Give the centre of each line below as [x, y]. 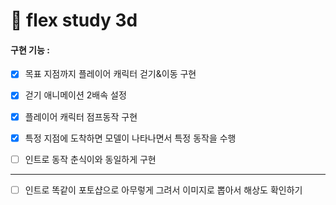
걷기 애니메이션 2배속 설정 [75, 95]
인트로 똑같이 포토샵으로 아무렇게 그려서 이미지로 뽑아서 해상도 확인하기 [163, 190]
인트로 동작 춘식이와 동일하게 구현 [90, 159]
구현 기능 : [30, 50]
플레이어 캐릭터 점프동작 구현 [81, 116]
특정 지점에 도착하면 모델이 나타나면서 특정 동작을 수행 [130, 138]
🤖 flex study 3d [74, 20]
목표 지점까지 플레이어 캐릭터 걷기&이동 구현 [110, 74]
